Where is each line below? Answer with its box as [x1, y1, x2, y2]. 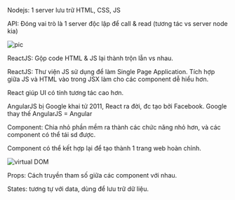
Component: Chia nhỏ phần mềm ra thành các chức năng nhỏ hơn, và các [7, 123, 221, 131]
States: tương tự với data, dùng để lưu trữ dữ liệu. [7, 185, 149, 193]
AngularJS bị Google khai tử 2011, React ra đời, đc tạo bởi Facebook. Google [7, 102, 227, 110]
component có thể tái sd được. [7, 131, 96, 138]
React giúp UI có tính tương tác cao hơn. [7, 89, 124, 97]
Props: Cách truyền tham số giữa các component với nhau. [7, 171, 177, 179]
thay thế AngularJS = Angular [7, 110, 93, 117]
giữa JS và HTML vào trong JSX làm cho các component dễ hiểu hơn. [7, 75, 209, 83]
